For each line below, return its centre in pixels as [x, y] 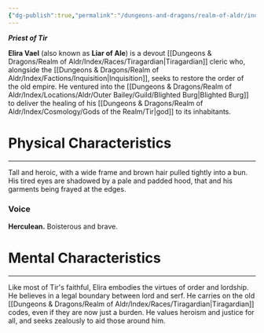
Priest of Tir [28, 38]
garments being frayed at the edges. [67, 188]
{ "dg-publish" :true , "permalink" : [63, 15]
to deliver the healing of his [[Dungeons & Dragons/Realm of [106, 103]
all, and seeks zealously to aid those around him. [87, 320]
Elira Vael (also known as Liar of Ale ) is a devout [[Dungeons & [110, 53]
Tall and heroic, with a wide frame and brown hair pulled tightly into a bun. [128, 172]
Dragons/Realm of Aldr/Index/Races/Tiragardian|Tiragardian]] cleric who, [127, 61]
